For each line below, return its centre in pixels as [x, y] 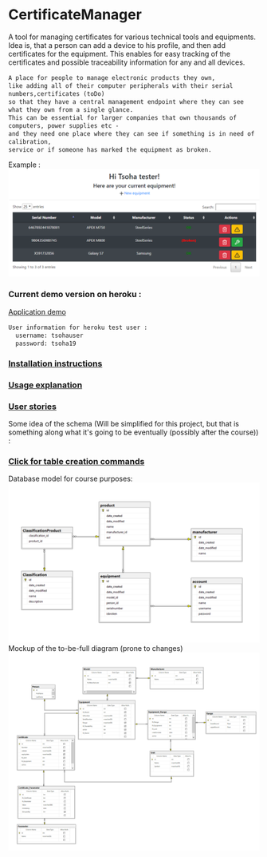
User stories [33, 407]
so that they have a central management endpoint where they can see [126, 101]
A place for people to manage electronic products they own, [112, 77]
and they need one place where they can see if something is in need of [132, 133]
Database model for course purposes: [71, 479]
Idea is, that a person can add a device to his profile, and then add [117, 45]
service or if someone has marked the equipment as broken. [110, 149]
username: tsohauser [49, 335]
